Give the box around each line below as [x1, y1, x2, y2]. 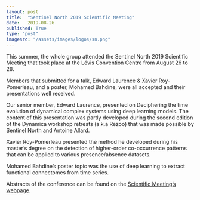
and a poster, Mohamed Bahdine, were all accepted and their [35, 84, 186, 90]
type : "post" [6, 31, 39, 37]
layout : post [6, 8, 39, 15]
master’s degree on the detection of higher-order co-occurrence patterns [6, 144, 187, 152]
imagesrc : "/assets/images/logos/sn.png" [6, 36, 111, 42]
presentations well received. [6, 90, 76, 97]
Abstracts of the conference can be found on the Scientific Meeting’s [6, 180, 176, 187]
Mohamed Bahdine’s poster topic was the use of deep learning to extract [6, 162, 185, 170]
